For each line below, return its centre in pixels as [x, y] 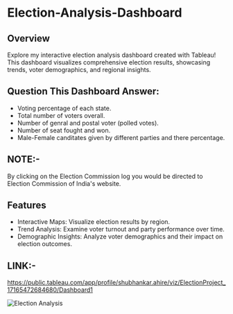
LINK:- [21, 266]
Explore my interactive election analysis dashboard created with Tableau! [112, 55]
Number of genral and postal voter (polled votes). [88, 123]
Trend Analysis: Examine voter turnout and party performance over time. [121, 229]
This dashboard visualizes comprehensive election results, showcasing [109, 62]
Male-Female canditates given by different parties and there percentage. [121, 137]
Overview [29, 38]
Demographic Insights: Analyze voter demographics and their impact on [120, 236]
